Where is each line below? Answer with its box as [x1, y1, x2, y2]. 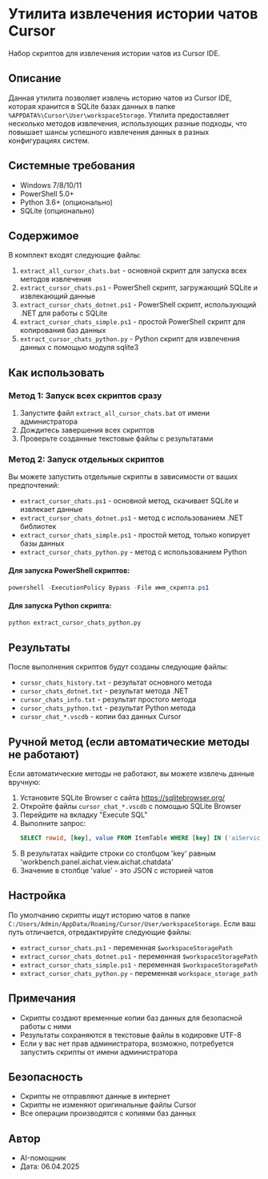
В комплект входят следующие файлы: [8, 250, 142, 260]
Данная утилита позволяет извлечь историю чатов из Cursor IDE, [8, 93, 232, 103]
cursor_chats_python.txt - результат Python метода [19, 703, 196, 713]
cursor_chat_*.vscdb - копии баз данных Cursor [19, 712, 182, 722]
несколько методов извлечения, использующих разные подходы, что [8, 118, 247, 128]
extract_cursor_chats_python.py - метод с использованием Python [19, 547, 247, 557]
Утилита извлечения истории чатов [8, 5, 258, 23]
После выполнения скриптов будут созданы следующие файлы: [8, 662, 228, 672]
